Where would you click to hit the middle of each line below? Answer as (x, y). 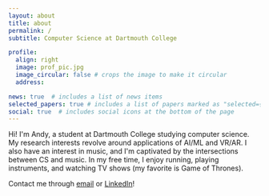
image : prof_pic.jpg (50, 68)
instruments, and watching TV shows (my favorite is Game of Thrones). (126, 168)
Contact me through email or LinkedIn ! (72, 184)
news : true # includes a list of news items (85, 97)
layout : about (32, 16)
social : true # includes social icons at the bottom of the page (121, 112)
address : (30, 82)
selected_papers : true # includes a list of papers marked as (114, 104)
